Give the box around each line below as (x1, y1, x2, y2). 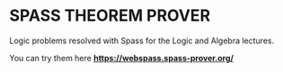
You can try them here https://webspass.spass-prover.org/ (9, 52, 234, 63)
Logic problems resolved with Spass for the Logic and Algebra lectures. (9, 35, 275, 46)
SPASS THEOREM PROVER (9, 5, 211, 26)
